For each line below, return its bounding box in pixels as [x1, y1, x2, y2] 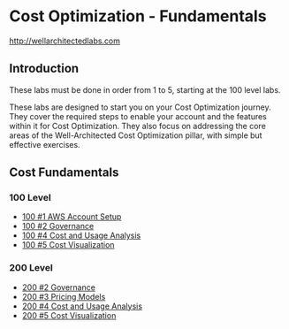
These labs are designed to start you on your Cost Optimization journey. [9, 102, 271, 112]
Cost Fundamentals [9, 165, 119, 180]
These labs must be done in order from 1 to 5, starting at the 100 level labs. [9, 84, 281, 95]
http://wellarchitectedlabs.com [9, 35, 121, 46]
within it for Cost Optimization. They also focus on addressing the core [9, 120, 267, 131]
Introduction [9, 61, 80, 76]
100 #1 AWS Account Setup [21, 211, 122, 222]
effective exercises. [9, 139, 81, 149]
